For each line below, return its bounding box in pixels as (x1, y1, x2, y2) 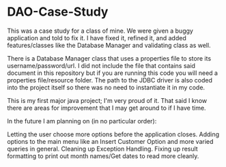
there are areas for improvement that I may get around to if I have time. (7, 104, 206, 112)
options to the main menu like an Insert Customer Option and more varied (7, 137, 214, 145)
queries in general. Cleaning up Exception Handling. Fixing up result (7, 145, 198, 153)
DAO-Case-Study (7, 4, 109, 20)
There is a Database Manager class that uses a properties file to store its (7, 54, 212, 62)
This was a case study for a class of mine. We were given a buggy (7, 27, 193, 35)
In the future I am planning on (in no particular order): (7, 117, 157, 125)
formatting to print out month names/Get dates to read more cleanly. (7, 151, 199, 160)
